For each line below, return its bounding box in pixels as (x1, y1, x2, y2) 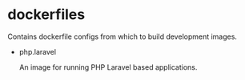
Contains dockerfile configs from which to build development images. (7, 32, 238, 41)
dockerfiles (7, 6, 86, 24)
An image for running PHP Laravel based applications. (18, 62, 198, 72)
